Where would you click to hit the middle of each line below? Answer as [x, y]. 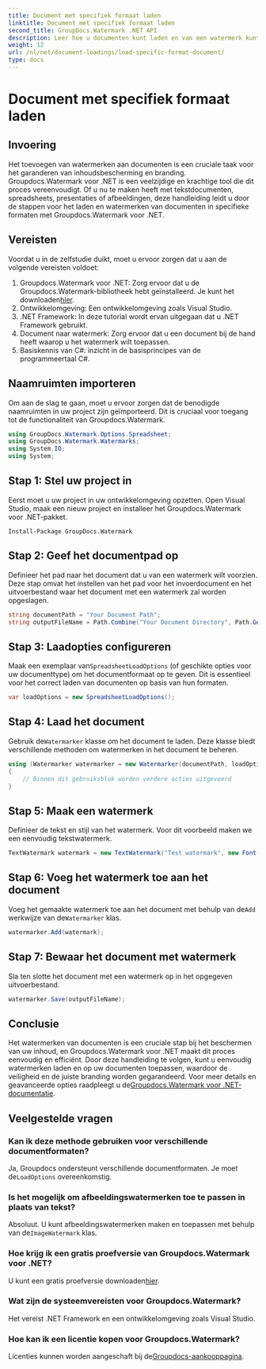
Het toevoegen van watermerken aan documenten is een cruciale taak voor [131, 164]
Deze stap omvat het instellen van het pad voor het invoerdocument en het [130, 583]
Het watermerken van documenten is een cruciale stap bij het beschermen [130, 1043]
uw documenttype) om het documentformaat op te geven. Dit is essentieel [129, 675]
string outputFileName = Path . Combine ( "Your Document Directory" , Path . [131, 622]
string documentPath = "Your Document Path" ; [84, 615]
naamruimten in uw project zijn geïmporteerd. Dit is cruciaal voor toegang [128, 411]
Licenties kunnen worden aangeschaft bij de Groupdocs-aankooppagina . [126, 1356]
